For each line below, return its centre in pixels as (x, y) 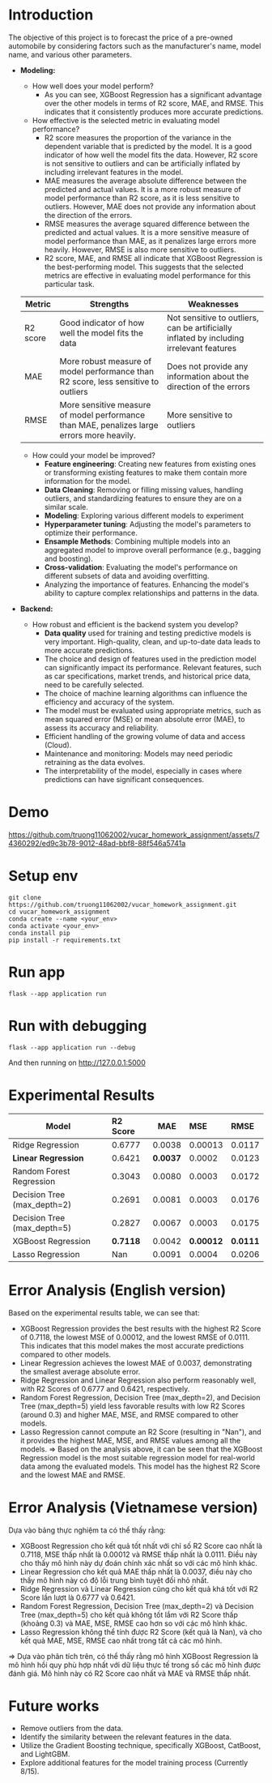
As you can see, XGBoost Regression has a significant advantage (153, 94)
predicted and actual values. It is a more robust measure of (142, 189)
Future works (54, 1706)
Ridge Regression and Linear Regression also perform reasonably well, (138, 1380)
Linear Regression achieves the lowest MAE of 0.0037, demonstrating (136, 1362)
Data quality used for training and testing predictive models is (148, 633)
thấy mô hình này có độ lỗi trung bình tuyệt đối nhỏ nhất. (114, 1580)
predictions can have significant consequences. (124, 779)
